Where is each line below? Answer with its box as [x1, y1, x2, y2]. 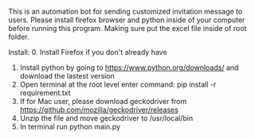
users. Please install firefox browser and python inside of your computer [8, 15, 245, 25]
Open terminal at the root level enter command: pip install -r [19, 79, 217, 89]
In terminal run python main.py [19, 122, 121, 131]
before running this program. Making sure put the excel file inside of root [8, 24, 247, 33]
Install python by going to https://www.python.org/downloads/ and [19, 63, 239, 72]
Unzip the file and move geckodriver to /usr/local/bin [19, 114, 194, 122]
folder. [8, 32, 29, 41]
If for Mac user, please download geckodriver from [19, 97, 187, 106]
